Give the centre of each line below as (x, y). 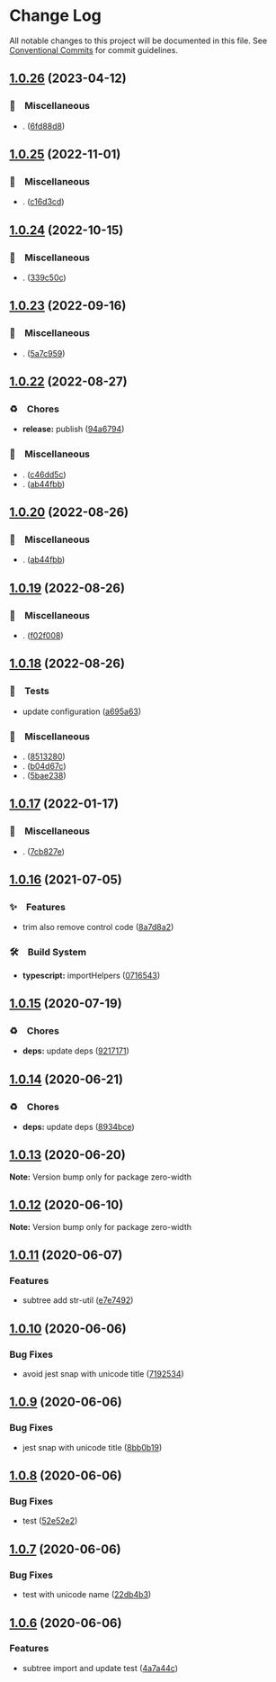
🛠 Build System (48, 953)
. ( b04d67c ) (44, 766)
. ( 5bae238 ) (44, 776)
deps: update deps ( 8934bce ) (78, 1127)
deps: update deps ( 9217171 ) (76, 1051)
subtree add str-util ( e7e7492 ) (78, 1300)
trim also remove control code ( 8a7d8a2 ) (98, 927)
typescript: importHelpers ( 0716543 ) (91, 975)
